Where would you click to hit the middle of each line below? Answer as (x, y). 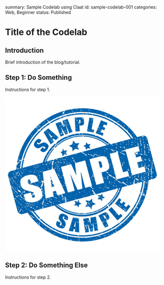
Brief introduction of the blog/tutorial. (43, 62)
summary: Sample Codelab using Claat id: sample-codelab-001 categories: (81, 7)
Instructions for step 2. (28, 277)
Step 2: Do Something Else (47, 265)
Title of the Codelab (46, 32)
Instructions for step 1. (28, 89)
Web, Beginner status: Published (38, 12)
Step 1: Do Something (39, 78)
